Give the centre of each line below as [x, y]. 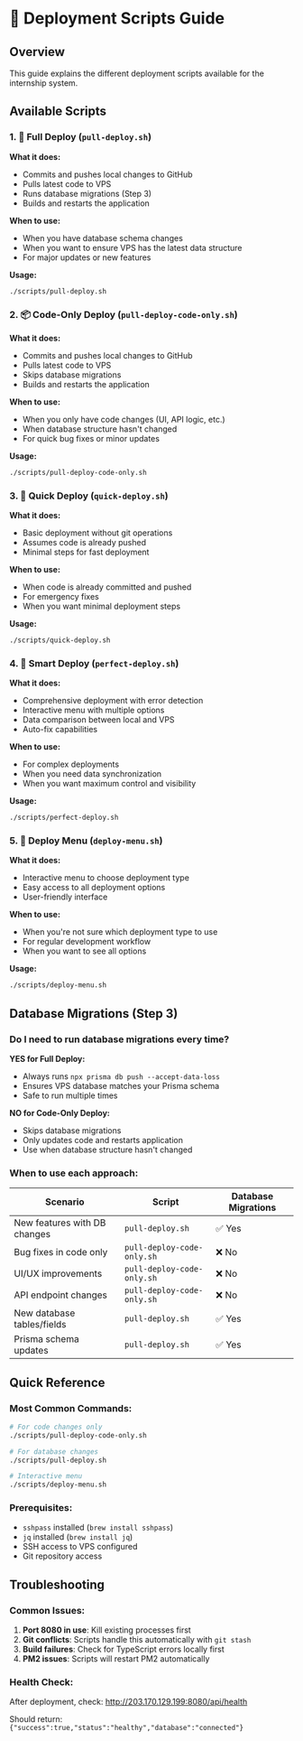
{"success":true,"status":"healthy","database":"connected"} [127, 1728]
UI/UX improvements [58, 1274]
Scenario [64, 1202]
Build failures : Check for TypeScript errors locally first [123, 1649]
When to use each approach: [74, 1173]
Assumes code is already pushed [84, 543]
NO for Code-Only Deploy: [60, 1113]
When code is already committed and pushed [107, 587]
